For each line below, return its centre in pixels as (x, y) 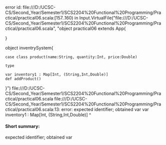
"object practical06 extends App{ (91, 28)
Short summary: (22, 126)
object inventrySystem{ (29, 48)
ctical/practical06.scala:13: (33, 109)
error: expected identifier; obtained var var (105, 109)
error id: (13, 7)
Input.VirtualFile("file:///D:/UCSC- (114, 18)
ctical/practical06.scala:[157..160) (39, 18)
